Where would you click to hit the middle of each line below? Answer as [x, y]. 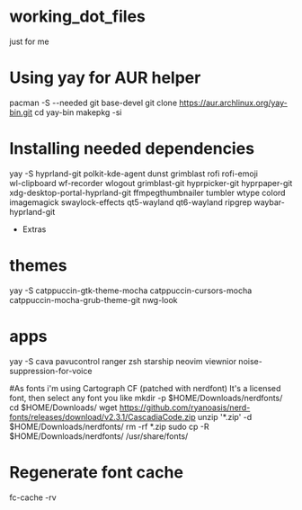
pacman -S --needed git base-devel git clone [93, 103]
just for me [29, 41]
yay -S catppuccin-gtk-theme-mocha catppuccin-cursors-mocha [131, 291]
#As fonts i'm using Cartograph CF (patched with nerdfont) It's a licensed [145, 388]
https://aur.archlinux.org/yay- [233, 103]
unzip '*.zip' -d [225, 416]
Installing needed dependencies [132, 149]
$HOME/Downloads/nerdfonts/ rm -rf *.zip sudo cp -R [109, 426]
